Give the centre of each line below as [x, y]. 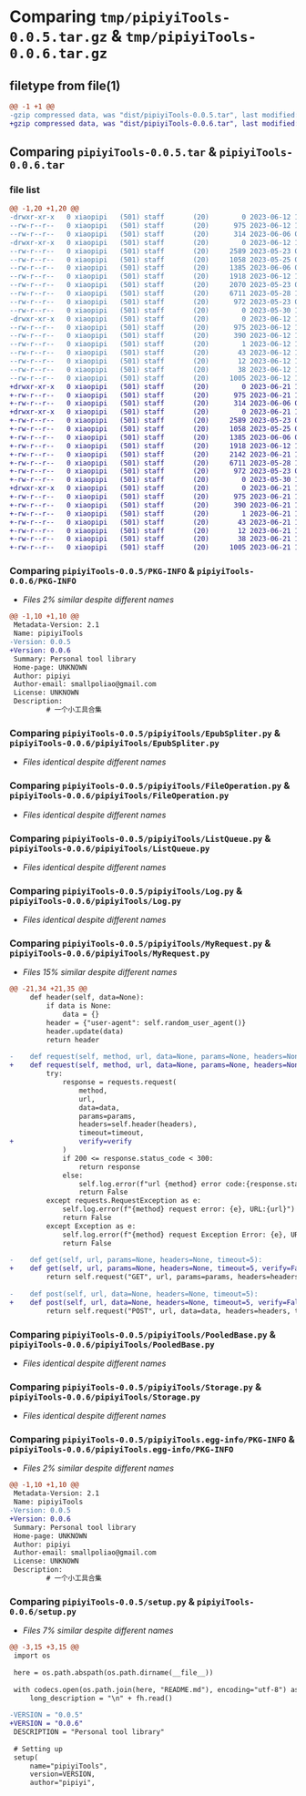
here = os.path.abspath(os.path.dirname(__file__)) [113, 1673]
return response [110, 1167]
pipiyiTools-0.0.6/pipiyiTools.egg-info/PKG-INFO [122, 1450]
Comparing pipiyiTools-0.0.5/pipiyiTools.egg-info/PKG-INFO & [152, 1440]
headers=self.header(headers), [138, 1124]
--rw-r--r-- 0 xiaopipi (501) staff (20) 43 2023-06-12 [150, 353]
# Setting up [38, 1749]
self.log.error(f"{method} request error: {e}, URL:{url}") [179, 1209]
